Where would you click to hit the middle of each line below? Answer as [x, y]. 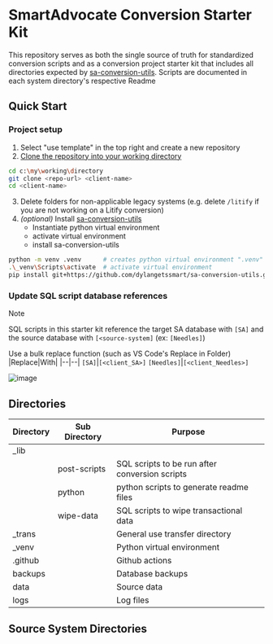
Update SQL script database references [88, 296]
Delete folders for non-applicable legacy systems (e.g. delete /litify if [140, 202]
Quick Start [38, 106]
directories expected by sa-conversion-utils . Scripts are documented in [128, 72]
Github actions [144, 560]
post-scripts [82, 468]
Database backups [152, 573]
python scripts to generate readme [183, 487]
